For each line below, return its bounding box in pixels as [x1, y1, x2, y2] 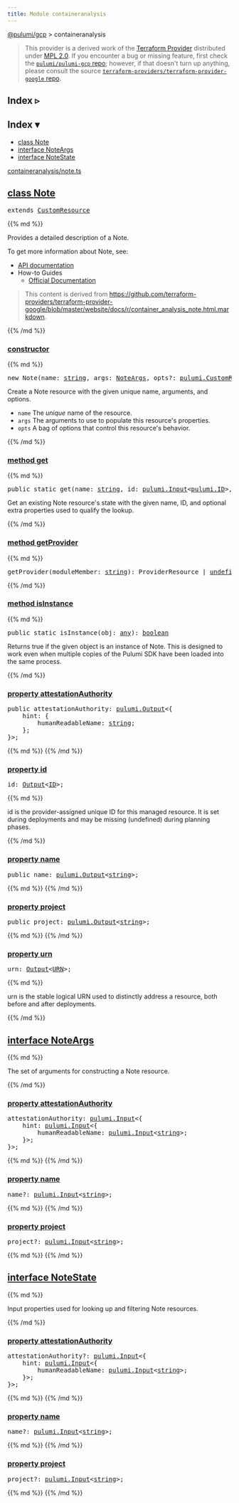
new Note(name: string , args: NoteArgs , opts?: [7, 374, 176, 381]
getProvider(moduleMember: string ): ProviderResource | [7, 567, 206, 576]
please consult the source [24, 66, 102, 75]
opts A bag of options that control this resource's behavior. [17, 423, 191, 432]
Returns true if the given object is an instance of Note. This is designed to [7, 642, 223, 650]
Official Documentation [28, 275, 96, 285]
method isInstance [7, 598, 73, 608]
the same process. [7, 657, 62, 665]
